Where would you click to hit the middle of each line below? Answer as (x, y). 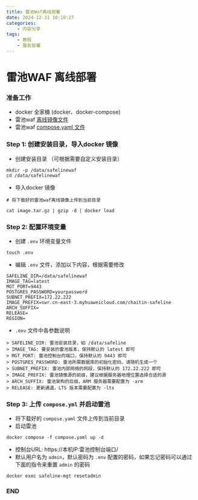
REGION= (16, 318)
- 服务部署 (29, 46)
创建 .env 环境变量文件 (43, 241)
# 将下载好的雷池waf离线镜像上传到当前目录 (53, 200)
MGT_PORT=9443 (24, 287)
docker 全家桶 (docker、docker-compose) (68, 112)
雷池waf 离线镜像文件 (42, 120)
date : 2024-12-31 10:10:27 (40, 18)
